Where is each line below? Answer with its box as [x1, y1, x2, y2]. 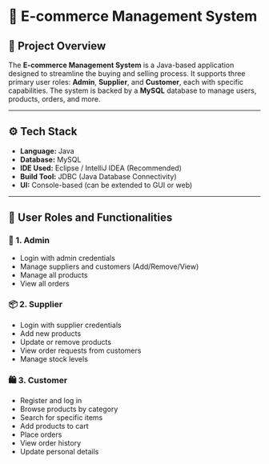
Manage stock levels [19, 354, 88, 363]
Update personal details [19, 447, 99, 457]
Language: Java [19, 146, 74, 155]
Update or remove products [19, 337, 112, 346]
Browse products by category [19, 404, 118, 414]
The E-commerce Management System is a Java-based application [8, 60, 235, 70]
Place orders [19, 430, 62, 439]
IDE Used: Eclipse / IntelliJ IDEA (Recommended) [19, 163, 183, 173]
